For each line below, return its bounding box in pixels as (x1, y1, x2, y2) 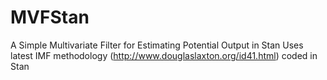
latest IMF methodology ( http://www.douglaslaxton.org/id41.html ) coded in (10, 49, 318, 61)
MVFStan (10, 6, 90, 29)
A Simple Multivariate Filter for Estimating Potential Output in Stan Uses (10, 39, 304, 51)
